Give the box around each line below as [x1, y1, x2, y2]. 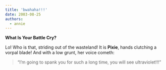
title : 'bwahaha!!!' [5, 7, 48, 12]
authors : [5, 16, 23, 21]
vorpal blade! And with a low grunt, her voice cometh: [5, 50, 115, 56]
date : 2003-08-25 [5, 12, 41, 17]
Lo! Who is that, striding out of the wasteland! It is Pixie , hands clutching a [5, 44, 157, 50]
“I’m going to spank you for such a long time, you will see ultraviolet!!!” [17, 59, 162, 65]
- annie [9, 21, 26, 26]
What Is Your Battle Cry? [5, 35, 57, 41]
